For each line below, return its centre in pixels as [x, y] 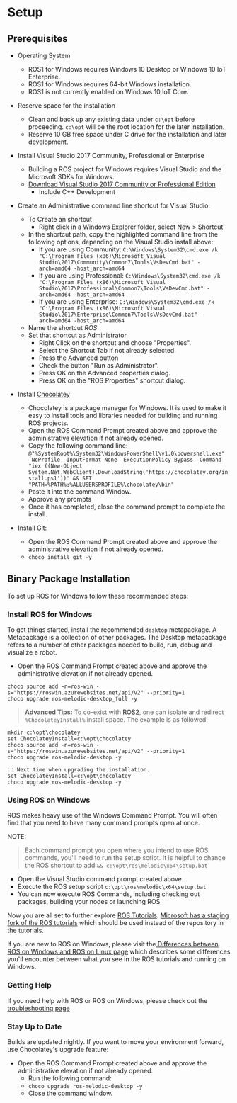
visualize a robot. [33, 652]
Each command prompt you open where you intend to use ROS [116, 850]
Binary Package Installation [69, 579]
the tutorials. [26, 931]
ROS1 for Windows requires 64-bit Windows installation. [110, 84]
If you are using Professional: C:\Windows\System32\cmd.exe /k [129, 276]
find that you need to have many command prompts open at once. [104, 823]
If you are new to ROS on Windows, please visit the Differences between [113, 944]
